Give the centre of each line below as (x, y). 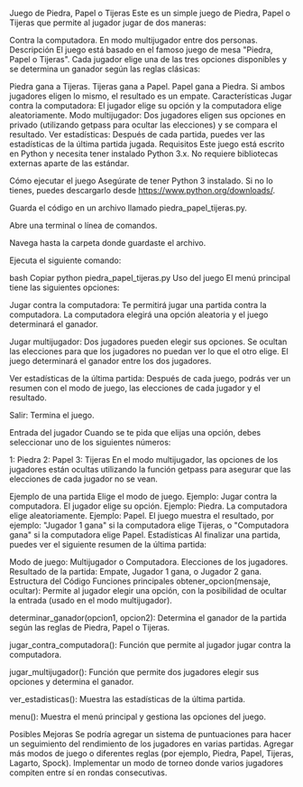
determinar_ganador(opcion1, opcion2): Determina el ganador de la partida (148, 618)
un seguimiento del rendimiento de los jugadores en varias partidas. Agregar (151, 744)
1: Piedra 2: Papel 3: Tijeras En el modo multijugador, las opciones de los (144, 459)
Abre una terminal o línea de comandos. (83, 225)
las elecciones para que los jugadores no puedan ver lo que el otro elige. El (149, 351)
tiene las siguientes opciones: (64, 287)
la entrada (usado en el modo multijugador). (91, 600)
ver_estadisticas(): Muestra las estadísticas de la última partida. (128, 699)
